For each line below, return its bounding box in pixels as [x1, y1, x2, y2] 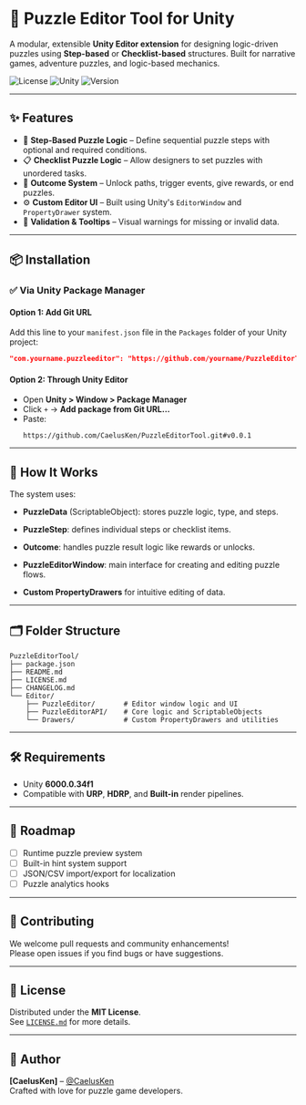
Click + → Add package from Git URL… [22, 404, 170, 415]
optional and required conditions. [22, 144, 148, 155]
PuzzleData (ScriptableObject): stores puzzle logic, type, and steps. [22, 506, 280, 518]
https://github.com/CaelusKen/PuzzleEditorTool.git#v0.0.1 [22, 431, 252, 440]
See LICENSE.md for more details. [9, 1017, 131, 1028]
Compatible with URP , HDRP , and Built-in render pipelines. [22, 788, 244, 799]
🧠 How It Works [9, 464, 98, 480]
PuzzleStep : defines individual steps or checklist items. [22, 524, 232, 535]
